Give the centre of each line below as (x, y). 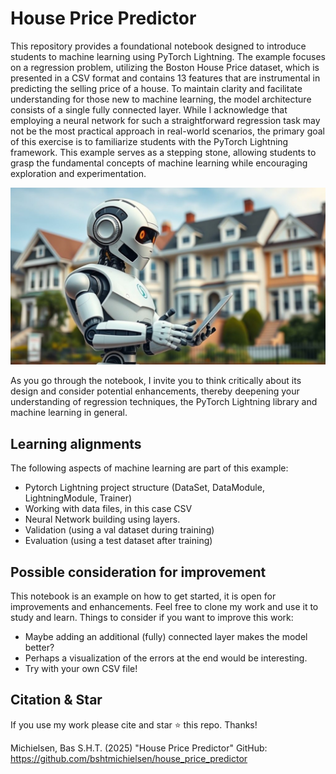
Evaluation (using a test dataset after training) (118, 541)
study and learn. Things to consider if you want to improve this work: (152, 618)
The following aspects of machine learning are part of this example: (149, 468)
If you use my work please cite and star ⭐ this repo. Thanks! (134, 724)
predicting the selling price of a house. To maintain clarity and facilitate (156, 88)
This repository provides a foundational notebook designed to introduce (158, 46)
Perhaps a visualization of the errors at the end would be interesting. (166, 658)
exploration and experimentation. (78, 173)
